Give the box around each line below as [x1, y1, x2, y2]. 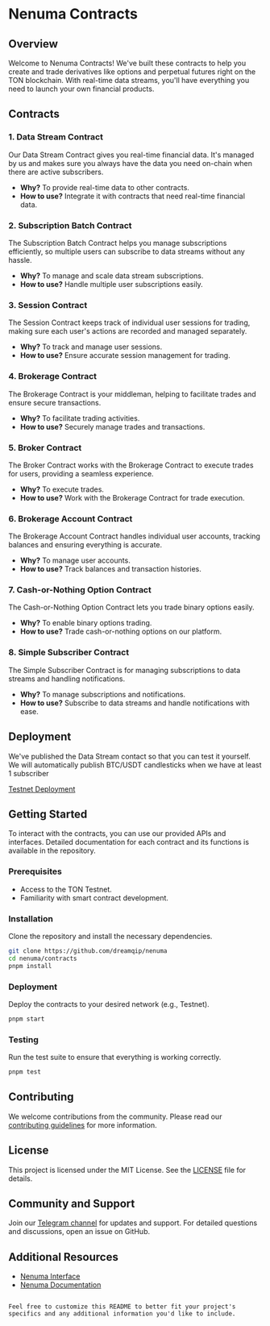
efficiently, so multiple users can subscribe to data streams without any [8, 247, 246, 256]
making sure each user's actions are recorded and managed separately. [8, 326, 247, 336]
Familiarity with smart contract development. [19, 892, 169, 903]
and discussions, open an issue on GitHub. [8, 1227, 151, 1237]
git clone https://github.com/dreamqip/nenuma [8, 946, 168, 955]
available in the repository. [8, 846, 97, 855]
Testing [8, 1033, 39, 1045]
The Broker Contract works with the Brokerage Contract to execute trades [8, 460, 254, 470]
